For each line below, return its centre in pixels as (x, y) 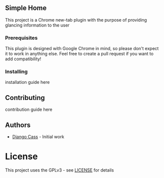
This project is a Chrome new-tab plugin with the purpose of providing (76, 20)
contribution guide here (29, 109)
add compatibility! (23, 59)
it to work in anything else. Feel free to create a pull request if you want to (79, 54)
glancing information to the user (37, 25)
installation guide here (27, 82)
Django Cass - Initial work (38, 137)
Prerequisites (21, 38)
